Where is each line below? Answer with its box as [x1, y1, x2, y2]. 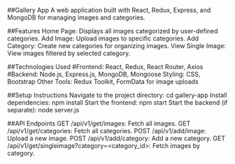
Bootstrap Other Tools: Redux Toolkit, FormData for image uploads [7, 77, 199, 86]
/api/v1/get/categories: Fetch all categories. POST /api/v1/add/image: [7, 127, 206, 135]
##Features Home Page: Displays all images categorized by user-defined [7, 27, 218, 35]
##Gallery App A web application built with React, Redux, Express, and [7, 6, 211, 14]
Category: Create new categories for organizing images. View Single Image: [7, 42, 226, 50]
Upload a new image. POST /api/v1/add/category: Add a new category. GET [7, 134, 226, 142]
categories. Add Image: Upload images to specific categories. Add [7, 34, 199, 43]
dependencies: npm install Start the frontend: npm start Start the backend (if [7, 98, 228, 107]
